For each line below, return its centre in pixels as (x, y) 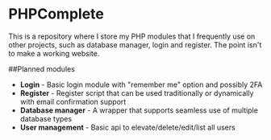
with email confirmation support (73, 101)
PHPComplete (56, 14)
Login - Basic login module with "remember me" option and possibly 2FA (141, 84)
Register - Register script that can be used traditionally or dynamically (137, 93)
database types (46, 118)
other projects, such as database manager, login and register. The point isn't (135, 44)
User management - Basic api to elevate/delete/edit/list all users (127, 127)
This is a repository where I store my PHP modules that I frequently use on (132, 36)
